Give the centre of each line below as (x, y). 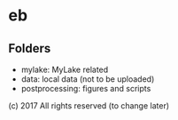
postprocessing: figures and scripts (86, 88)
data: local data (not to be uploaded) (88, 79)
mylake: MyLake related (65, 69)
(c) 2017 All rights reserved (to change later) (89, 106)
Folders (30, 48)
